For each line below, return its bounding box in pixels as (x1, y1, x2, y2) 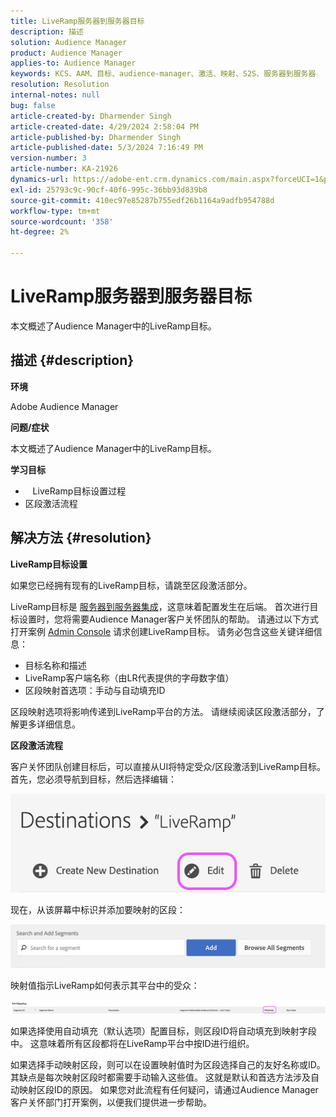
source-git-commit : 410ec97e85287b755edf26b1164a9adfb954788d (10, 195, 275, 205)
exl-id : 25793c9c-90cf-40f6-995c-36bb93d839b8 (10, 185, 208, 195)
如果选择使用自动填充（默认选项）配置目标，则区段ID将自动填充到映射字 (10, 1025, 308, 1037)
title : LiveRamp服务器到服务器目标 (10, 16, 145, 26)
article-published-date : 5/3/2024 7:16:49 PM (10, 143, 203, 153)
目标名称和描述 (24, 659, 87, 671)
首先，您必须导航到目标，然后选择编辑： (10, 773, 177, 785)
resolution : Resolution (10, 80, 110, 90)
